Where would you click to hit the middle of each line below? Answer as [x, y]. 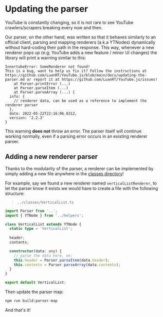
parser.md [15, 79]
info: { [17, 96]
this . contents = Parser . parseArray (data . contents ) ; [67, 265]
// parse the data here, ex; [43, 256]
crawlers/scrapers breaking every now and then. [54, 27]
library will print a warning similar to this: [45, 57]
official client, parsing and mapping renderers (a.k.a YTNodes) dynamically [80, 42]
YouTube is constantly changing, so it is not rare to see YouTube [69, 22]
